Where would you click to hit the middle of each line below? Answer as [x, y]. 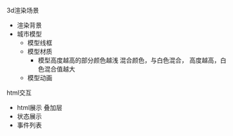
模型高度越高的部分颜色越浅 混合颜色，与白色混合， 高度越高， [129, 60]
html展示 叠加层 [39, 108]
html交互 [19, 93]
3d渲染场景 [23, 10]
